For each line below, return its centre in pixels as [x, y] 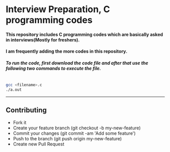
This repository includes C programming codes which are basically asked [84, 34]
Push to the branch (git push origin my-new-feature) [67, 138]
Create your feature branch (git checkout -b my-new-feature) [77, 128]
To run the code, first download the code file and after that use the [77, 63]
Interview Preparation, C [58, 9]
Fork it [20, 122]
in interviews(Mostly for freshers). [43, 40]
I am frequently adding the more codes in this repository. [67, 51]
